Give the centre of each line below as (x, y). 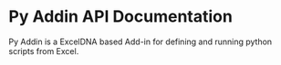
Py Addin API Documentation (121, 17)
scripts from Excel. (44, 51)
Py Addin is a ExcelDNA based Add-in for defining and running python (140, 42)
